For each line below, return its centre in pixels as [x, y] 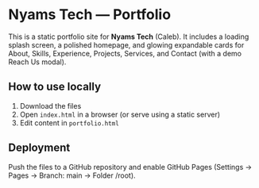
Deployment [39, 148]
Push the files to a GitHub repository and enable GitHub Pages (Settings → [130, 167]
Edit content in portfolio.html [69, 123]
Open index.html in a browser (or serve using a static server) [120, 114]
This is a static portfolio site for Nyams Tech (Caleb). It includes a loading [129, 36]
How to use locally [55, 87]
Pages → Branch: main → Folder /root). [72, 175]
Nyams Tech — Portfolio [90, 15]
